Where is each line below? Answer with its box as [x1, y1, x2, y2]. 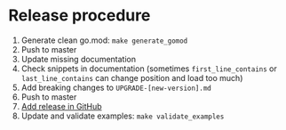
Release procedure [8, 5, 151, 26]
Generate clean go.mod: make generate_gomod [20, 35, 188, 45]
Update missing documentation [20, 53, 137, 64]
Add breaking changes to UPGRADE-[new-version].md [20, 82, 212, 93]
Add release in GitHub [20, 101, 103, 111]
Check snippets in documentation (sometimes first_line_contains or [20, 63, 277, 74]
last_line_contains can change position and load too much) [20, 72, 243, 83]
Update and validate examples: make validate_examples [20, 110, 225, 121]
